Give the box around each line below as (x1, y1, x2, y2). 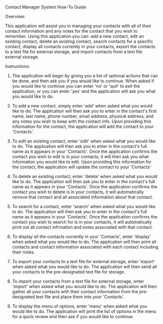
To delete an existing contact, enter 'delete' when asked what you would (12, 174, 158, 179)
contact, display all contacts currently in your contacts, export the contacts (5, 44, 156, 49)
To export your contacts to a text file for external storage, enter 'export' (12, 259, 156, 264)
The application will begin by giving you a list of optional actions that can (12, 73, 158, 78)
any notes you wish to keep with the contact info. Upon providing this (12, 119, 151, 124)
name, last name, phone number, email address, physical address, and (12, 113, 154, 119)
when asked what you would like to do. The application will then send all (12, 264, 157, 270)
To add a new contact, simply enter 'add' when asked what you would (12, 103, 153, 108)
